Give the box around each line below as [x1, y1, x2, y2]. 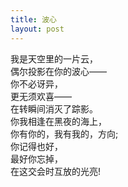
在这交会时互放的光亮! [10, 165, 102, 177]
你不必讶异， [10, 77, 63, 90]
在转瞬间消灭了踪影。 [10, 102, 98, 115]
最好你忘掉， [10, 152, 63, 165]
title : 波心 [10, 14, 57, 25]
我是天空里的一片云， [10, 52, 98, 65]
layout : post [10, 24, 65, 34]
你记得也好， [10, 140, 63, 152]
